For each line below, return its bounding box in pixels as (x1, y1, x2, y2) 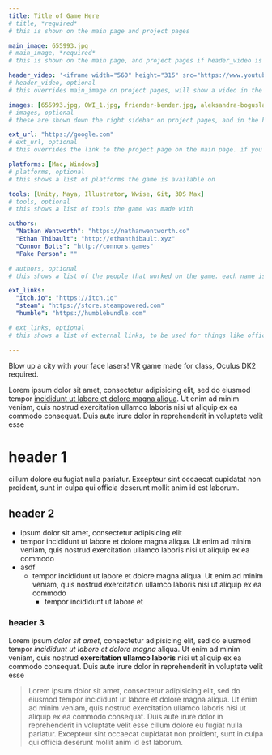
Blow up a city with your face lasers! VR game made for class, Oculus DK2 (8, 360, 257, 370)
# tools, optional (8, 198, 70, 206)
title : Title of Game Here (8, 11, 100, 20)
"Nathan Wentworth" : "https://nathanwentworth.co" (15, 228, 190, 236)
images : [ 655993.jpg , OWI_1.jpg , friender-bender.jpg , (8, 100, 198, 109)
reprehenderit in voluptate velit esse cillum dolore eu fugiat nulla (28, 720, 243, 730)
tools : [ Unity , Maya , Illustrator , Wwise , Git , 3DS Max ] (8, 190, 205, 198)
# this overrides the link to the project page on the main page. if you (8, 146, 263, 154)
